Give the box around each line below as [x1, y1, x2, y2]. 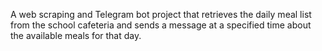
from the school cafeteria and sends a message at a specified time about [10, 19, 312, 31]
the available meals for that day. [10, 30, 142, 41]
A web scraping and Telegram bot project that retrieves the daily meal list [10, 9, 312, 20]
